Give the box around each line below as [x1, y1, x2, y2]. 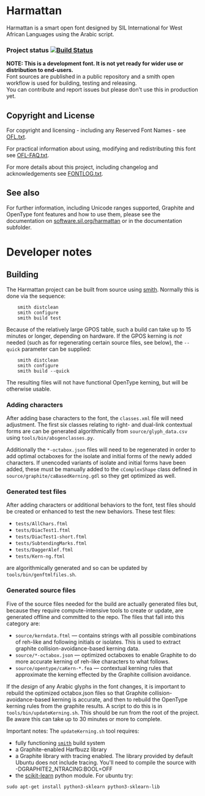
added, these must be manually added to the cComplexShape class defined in [6, 466, 198, 473]
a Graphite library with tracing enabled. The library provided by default [15, 752, 193, 759]
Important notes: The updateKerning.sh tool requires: [6, 727, 140, 735]
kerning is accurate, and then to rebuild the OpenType [51, 695, 188, 703]
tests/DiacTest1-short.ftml [15, 534, 87, 540]
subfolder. [6, 224, 32, 231]
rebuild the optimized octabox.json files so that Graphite [6, 689, 148, 696]
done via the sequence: [6, 292, 66, 300]
